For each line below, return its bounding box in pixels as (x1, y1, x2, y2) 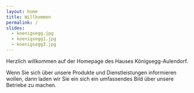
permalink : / (6, 19, 38, 25)
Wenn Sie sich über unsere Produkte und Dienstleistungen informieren (6, 69, 177, 76)
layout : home (6, 8, 38, 15)
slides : (6, 25, 25, 31)
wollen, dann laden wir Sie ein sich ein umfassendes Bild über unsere (6, 75, 174, 82)
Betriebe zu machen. (6, 81, 57, 88)
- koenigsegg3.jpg (11, 42, 57, 48)
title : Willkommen (6, 14, 51, 20)
